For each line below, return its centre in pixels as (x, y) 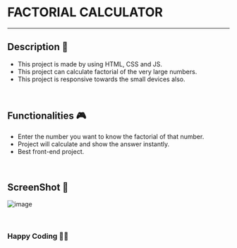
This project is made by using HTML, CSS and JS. (90, 64)
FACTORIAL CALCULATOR (85, 12)
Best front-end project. (51, 151)
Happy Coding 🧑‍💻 (38, 236)
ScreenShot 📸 (38, 187)
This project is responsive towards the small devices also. (101, 79)
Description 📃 (38, 47)
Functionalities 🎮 (47, 116)
